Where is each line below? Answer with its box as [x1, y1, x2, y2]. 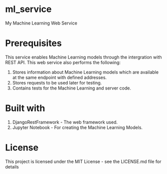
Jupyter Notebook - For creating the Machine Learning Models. [12, 124, 143, 130]
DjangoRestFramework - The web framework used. [12, 119, 118, 125]
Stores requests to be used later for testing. [12, 79, 102, 85]
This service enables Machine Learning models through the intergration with [5, 54, 162, 60]
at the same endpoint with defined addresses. [12, 74, 107, 80]
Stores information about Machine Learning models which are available [12, 69, 159, 75]
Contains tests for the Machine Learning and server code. [12, 85, 131, 91]
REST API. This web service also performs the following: [5, 59, 121, 65]
